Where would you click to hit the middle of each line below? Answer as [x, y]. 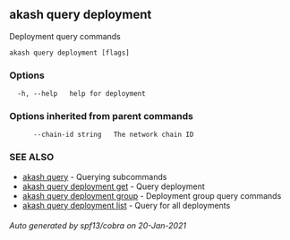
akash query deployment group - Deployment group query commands [152, 195]
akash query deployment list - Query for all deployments [126, 205]
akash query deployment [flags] [69, 53]
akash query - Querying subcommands [94, 176]
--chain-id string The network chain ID [113, 135]
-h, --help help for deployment [81, 94]
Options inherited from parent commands [102, 116]
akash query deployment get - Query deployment [114, 186]
